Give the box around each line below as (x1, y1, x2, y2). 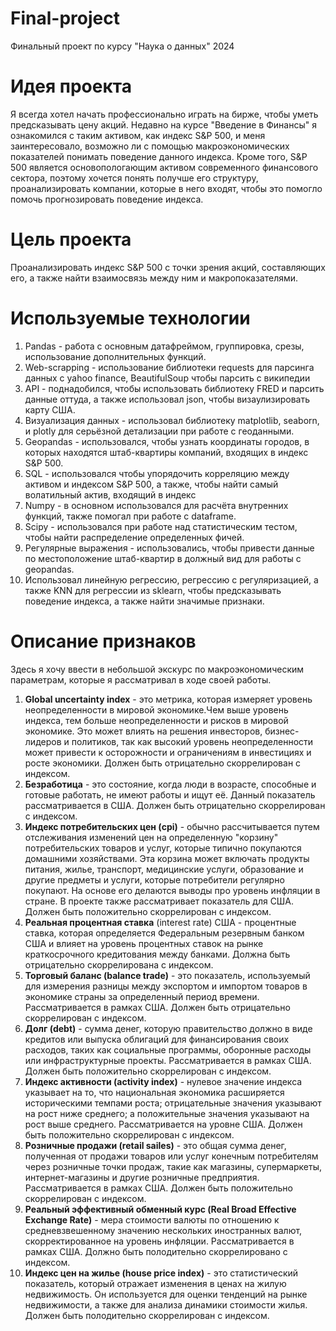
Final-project (10, 7, 120, 30)
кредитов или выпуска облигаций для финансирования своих (24, 1033, 290, 1045)
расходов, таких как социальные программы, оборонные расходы (24, 1043, 312, 1056)
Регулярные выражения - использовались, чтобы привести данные (24, 542, 315, 554)
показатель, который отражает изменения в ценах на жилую (24, 1277, 287, 1289)
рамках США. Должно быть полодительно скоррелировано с (24, 1245, 288, 1257)
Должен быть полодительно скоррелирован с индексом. (24, 1309, 270, 1321)
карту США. (24, 403, 76, 416)
